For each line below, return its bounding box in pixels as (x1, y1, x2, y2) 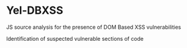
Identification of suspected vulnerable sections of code (6, 35, 144, 42)
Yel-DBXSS (6, 4, 63, 17)
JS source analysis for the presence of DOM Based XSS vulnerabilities (6, 23, 182, 31)
